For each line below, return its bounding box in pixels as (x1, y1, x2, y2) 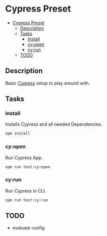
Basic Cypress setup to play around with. (5, 80, 90, 86)
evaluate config (12, 225, 45, 231)
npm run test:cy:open (5, 164, 51, 169)
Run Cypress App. (5, 155, 43, 161)
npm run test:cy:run (5, 198, 49, 203)
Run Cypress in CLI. (5, 187, 46, 194)
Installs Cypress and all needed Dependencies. (5, 121, 102, 127)
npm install (5, 131, 30, 136)
